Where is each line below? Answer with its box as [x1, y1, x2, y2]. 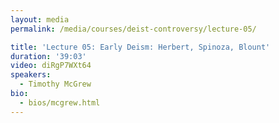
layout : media [10, 14, 70, 25]
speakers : [10, 70, 52, 80]
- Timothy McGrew [19, 79, 92, 90]
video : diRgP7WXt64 [10, 61, 92, 71]
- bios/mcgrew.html [19, 97, 101, 108]
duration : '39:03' [10, 51, 87, 61]
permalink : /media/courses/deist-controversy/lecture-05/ [10, 24, 257, 34]
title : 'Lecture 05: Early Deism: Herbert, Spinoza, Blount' [10, 42, 271, 52]
